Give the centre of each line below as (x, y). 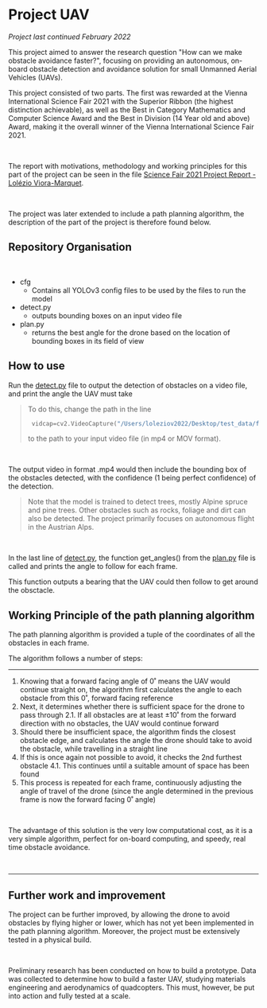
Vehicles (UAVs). (36, 77)
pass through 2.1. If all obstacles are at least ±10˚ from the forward (128, 715)
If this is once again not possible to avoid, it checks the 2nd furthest (131, 757)
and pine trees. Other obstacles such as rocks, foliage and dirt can (137, 510)
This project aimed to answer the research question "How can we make (125, 52)
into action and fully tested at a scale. (70, 996)
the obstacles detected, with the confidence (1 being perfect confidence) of (132, 478)
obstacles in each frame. (49, 643)
